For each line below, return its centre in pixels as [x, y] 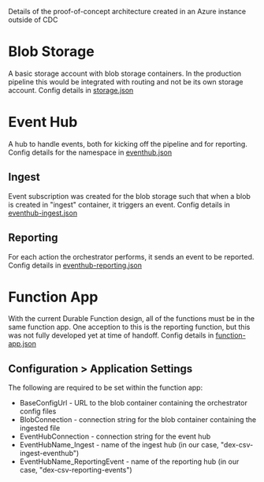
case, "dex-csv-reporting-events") [76, 470]
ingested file [40, 428]
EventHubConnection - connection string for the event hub [115, 436]
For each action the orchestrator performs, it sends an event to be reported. [131, 256]
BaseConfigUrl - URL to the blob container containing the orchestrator [134, 403]
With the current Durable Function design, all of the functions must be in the [132, 319]
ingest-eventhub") [49, 454]
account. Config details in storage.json [71, 90]
